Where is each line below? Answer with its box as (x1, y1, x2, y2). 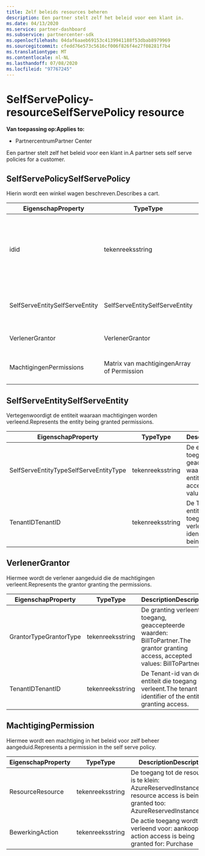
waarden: (141, 628, 168, 637)
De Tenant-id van (141, 669, 192, 677)
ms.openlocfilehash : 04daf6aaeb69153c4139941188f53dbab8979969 (6, 37, 171, 43)
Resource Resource (9, 787, 64, 796)
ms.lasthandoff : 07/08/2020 (6, 60, 78, 66)
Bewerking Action (9, 828, 59, 836)
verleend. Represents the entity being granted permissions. (6, 418, 154, 426)
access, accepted (141, 651, 192, 660)
